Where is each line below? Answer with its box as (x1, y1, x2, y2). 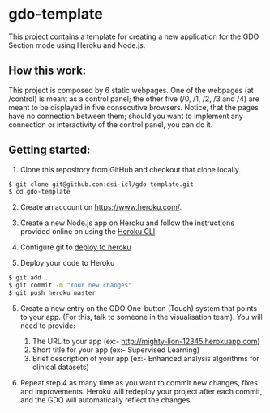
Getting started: (8, 143, 91, 157)
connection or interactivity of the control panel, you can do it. (8, 119, 213, 130)
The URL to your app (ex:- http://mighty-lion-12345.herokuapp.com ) (32, 336, 261, 346)
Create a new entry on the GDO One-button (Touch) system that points (19, 303, 258, 313)
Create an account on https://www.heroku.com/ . (19, 202, 182, 212)
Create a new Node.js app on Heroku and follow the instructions (19, 218, 235, 228)
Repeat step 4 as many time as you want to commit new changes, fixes (19, 377, 258, 387)
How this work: (8, 64, 87, 78)
